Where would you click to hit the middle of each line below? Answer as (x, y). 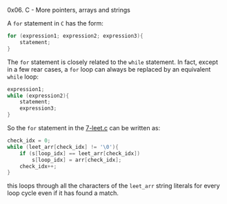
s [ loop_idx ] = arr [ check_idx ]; (77, 160)
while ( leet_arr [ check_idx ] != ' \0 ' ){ (63, 147)
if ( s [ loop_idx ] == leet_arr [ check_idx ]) (80, 153)
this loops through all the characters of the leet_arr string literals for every (113, 186)
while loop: (23, 76)
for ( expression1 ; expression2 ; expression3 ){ (75, 36)
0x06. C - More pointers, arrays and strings (69, 10)
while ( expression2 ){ (38, 96)
